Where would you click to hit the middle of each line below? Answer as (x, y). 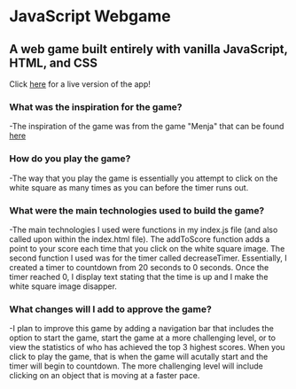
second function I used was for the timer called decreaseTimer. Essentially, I (148, 258)
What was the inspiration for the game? (96, 106)
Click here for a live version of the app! (80, 84)
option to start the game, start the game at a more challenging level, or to (143, 338)
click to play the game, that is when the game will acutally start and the (139, 357)
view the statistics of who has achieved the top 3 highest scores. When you (147, 347)
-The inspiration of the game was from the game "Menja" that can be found (147, 127)
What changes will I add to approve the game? (111, 309)
